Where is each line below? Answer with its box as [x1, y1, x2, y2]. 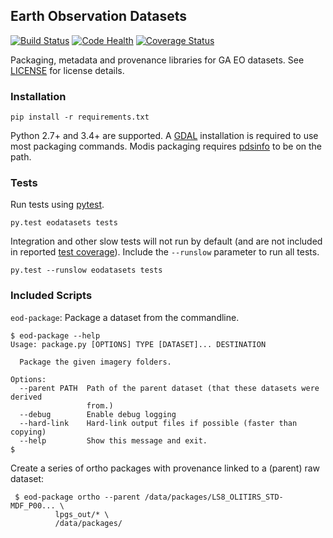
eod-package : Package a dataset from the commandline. [10, 311, 240, 323]
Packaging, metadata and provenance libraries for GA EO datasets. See [10, 54, 305, 66]
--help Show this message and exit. [19, 435, 208, 446]
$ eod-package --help [10, 330, 101, 341]
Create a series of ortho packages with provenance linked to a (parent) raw [10, 462, 321, 474]
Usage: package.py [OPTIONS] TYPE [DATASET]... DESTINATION [10, 339, 267, 349]
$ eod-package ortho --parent [14, 492, 141, 502]
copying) [10, 427, 47, 437]
